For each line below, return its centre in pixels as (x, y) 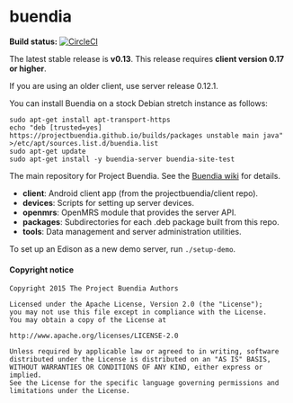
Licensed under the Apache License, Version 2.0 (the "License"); (136, 304)
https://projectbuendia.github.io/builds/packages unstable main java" (146, 135)
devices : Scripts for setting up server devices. (108, 202)
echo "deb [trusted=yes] (56, 128)
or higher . (28, 68)
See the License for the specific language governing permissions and (144, 383)
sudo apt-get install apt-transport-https (90, 120)
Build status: (34, 41)
